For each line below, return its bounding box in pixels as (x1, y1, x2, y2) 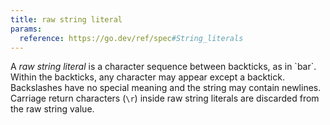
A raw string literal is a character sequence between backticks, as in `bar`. (10, 61, 317, 73)
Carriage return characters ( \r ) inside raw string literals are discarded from (10, 92, 320, 105)
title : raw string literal (10, 14, 123, 25)
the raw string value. (10, 103, 95, 115)
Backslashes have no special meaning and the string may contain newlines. (10, 82, 322, 94)
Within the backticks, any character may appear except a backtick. (10, 71, 285, 83)
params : (10, 24, 43, 34)
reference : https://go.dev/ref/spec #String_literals (19, 33, 244, 43)
